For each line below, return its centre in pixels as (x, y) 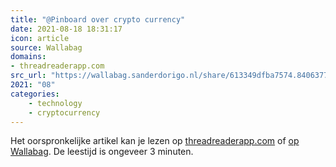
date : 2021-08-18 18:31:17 (66, 29)
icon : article (40, 38)
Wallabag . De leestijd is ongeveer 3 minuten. (102, 152)
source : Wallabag (46, 47)
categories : (35, 94)
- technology (55, 103)
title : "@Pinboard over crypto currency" (98, 19)
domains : (28, 57)
